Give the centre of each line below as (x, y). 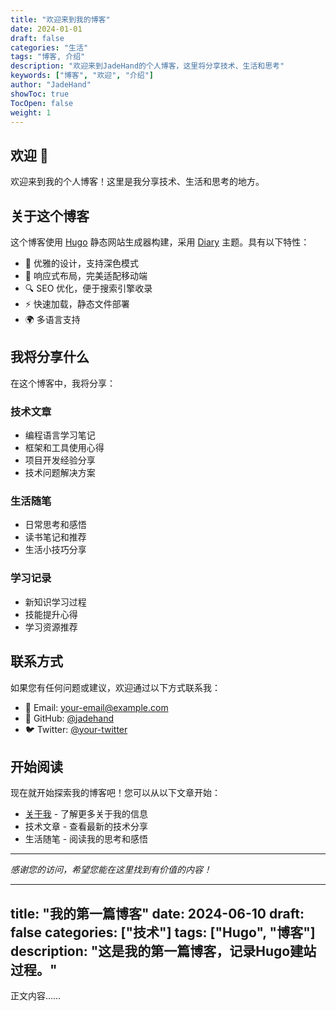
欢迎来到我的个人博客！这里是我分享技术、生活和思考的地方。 (137, 182)
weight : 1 (31, 112)
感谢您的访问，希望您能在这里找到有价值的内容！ (111, 870)
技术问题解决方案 (60, 473)
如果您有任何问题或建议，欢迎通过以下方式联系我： (115, 687)
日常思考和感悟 (55, 525)
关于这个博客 (50, 216)
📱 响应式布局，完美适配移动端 (86, 275)
